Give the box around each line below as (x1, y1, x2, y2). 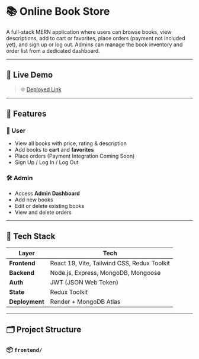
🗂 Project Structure (6, 324, 82, 335)
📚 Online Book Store (6, 5, 110, 18)
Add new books (14, 196, 53, 203)
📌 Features (6, 109, 47, 119)
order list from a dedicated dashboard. (6, 47, 101, 54)
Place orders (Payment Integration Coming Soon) (14, 152, 135, 160)
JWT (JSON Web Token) (50, 278, 118, 286)
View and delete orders (14, 209, 72, 216)
